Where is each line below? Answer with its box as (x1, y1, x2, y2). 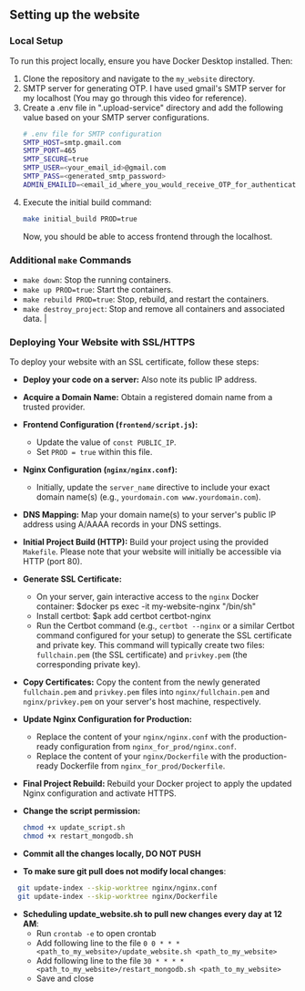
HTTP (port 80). (22, 556, 83, 567)
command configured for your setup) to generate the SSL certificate (36, 630, 292, 641)
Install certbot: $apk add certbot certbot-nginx (36, 611, 211, 622)
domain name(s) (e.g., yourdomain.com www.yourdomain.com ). (36, 491, 261, 502)
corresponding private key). (36, 659, 141, 670)
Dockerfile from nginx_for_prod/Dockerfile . (60, 760, 226, 771)
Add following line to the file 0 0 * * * (36, 937, 180, 948)
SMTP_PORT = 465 (22, 146, 76, 156)
